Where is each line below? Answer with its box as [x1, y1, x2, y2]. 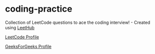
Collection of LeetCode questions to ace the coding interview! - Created [5, 19, 151, 25]
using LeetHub [5, 24, 35, 30]
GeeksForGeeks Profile [5, 43, 52, 49]
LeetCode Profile [5, 34, 39, 40]
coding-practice [5, 3, 72, 15]
